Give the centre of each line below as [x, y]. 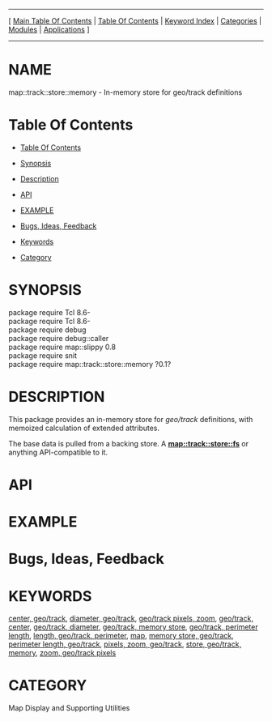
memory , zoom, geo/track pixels [62, 653]
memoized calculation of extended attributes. [84, 428]
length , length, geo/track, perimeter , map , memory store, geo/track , [121, 636]
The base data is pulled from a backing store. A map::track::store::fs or [129, 443]
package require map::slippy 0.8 [62, 347]
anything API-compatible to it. [58, 452]
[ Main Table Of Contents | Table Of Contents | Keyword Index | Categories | [135, 21]
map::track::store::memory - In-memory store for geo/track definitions [125, 92]
